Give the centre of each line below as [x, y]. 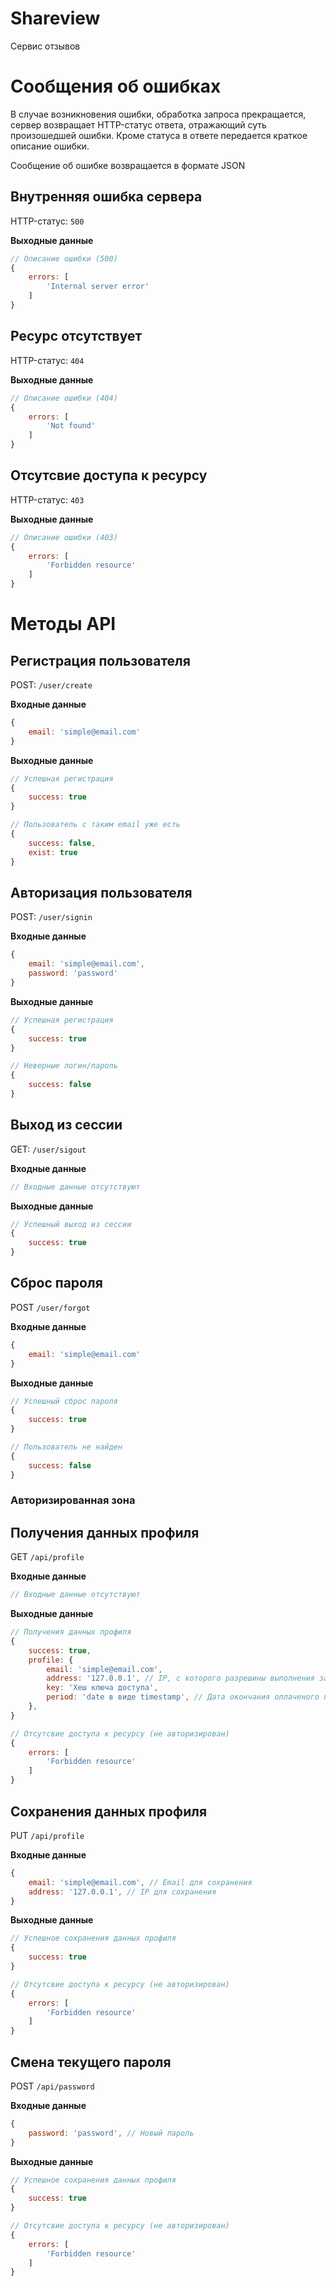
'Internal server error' [98, 287]
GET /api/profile [47, 1557]
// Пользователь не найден [66, 1447]
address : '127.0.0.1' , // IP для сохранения [122, 1892]
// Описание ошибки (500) [64, 258]
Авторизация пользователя [101, 892]
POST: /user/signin [51, 917]
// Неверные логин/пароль [64, 1066]
